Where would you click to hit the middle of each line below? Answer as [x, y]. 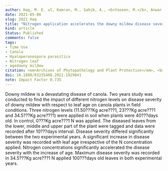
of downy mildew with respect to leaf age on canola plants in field [73, 105]
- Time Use [16, 47]
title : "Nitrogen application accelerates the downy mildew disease [78, 24]
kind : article [20, 29]
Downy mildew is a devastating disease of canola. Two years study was [79, 94]
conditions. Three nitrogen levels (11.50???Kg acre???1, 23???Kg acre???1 [80, 110]
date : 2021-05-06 [23, 15]
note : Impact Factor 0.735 [33, 80]
